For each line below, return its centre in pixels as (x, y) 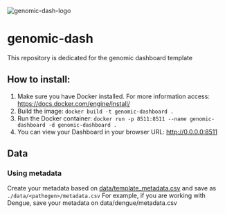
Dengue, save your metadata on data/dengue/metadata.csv (92, 203)
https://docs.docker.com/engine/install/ (73, 103)
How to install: (39, 80)
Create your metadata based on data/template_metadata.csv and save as (112, 188)
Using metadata (35, 173)
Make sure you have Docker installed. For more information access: (113, 96)
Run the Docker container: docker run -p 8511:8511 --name (102, 118)
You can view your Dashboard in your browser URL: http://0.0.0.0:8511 (117, 132)
